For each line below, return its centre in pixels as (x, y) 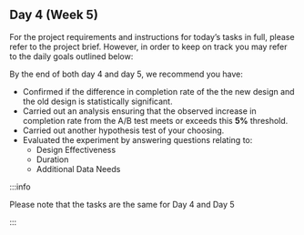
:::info (20, 187)
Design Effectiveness (76, 149)
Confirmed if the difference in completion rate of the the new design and (158, 91)
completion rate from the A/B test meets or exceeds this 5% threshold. (155, 120)
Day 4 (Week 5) (54, 15)
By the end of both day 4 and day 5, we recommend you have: (127, 74)
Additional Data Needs (78, 169)
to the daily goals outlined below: (71, 56)
